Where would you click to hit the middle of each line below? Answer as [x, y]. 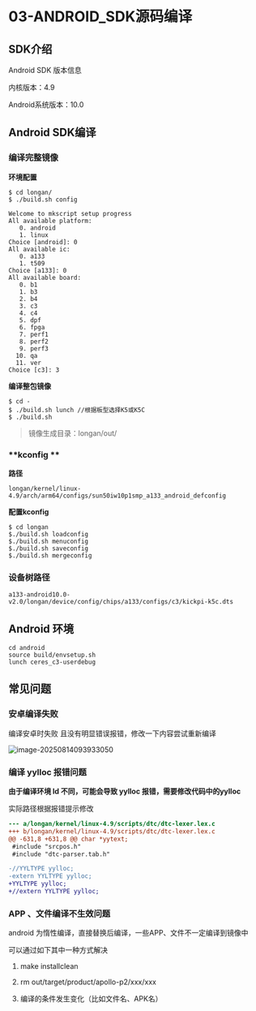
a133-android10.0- [39, 595]
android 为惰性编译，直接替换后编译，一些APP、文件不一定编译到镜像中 [128, 933]
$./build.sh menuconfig [49, 541]
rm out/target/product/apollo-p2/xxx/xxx [88, 982]
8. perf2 [34, 342]
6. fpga [32, 327]
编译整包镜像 [30, 385]
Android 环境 [41, 628]
